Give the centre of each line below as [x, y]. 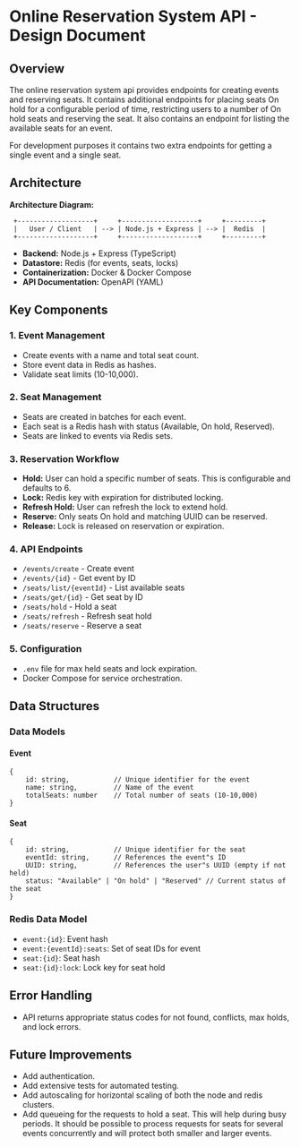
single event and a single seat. [65, 155]
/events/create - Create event [78, 569]
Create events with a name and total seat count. [111, 355]
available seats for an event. [61, 128]
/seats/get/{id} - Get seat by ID [82, 597]
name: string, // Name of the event [110, 788]
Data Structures [55, 706]
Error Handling [51, 996]
